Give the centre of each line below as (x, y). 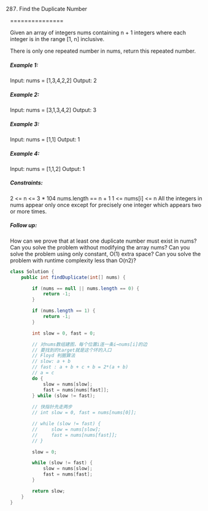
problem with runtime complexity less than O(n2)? (73, 260)
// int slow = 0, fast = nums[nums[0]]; (84, 413)
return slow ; (49, 491)
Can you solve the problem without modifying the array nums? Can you (100, 247)
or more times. (29, 211)
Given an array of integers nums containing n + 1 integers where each (98, 32)
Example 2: (25, 94)
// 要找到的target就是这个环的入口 (72, 350)
